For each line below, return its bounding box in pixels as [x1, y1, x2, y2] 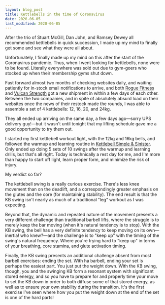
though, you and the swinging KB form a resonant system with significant [5, 268, 154, 274]
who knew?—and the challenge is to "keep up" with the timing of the [20, 232, 160, 238]
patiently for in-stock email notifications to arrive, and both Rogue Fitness [5, 85, 154, 91]
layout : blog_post [5, 7, 43, 12]
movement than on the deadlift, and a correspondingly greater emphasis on [5, 186, 159, 192]
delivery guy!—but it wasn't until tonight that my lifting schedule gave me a [5, 121, 157, 127]
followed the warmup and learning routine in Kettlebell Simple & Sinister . [5, 141, 151, 147]
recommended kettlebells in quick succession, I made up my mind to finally [5, 40, 158, 46]
